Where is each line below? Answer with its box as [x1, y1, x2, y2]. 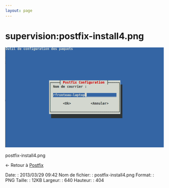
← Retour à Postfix [5, 162, 44, 168]
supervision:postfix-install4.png [5, 30, 144, 42]
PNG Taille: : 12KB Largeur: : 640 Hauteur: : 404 [5, 177, 104, 183]
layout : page [5, 8, 33, 13]
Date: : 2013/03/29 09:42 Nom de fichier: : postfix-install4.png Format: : [5, 171, 154, 178]
